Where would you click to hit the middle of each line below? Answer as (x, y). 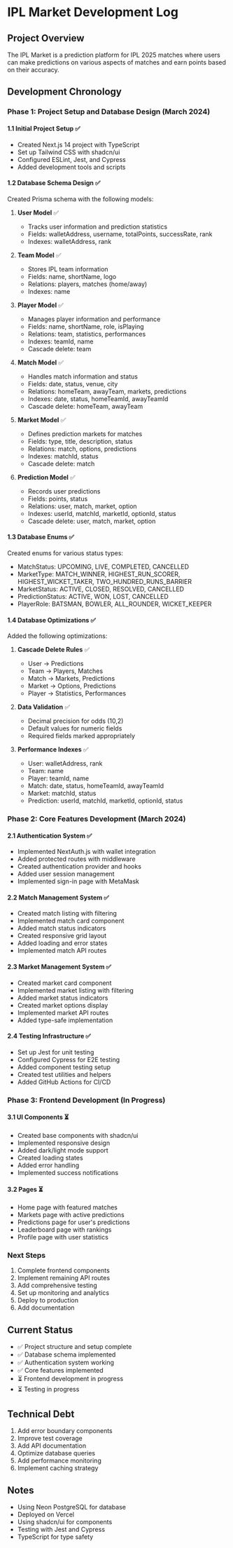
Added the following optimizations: (57, 636)
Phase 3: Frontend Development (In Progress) (86, 1100)
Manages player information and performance (94, 319)
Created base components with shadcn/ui (78, 1135)
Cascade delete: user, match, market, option (92, 521)
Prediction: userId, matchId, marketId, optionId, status (105, 801)
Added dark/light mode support (63, 1150)
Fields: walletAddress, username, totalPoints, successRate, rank (120, 234)
